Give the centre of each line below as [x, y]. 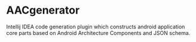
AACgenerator [43, 10]
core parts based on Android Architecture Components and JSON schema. [98, 33]
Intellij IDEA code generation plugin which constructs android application [96, 27]
